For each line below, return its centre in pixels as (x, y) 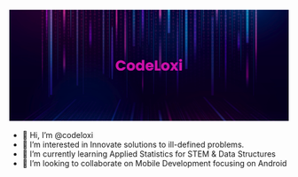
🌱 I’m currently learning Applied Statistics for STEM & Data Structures (149, 154)
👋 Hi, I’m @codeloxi (58, 135)
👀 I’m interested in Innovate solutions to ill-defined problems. (133, 145)
